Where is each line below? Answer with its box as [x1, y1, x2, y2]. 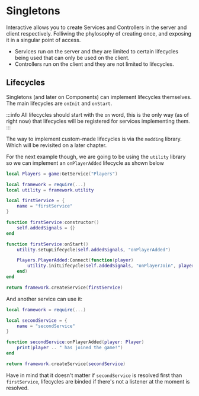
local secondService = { [6, 317, 68, 324]
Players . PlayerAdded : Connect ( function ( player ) [17, 257, 134, 263]
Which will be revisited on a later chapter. [6, 141, 107, 149]
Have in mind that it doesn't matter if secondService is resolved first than [6, 372, 182, 379]
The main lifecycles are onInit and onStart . [6, 100, 113, 107]
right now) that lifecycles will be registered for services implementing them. [6, 117, 191, 124]
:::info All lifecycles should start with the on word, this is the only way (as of [6, 111, 190, 118]
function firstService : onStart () [6, 241, 89, 247]
